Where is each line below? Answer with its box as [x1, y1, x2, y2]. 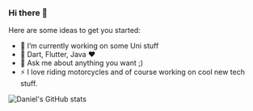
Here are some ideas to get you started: [8, 26, 141, 35]
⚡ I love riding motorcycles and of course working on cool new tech [19, 68, 245, 77]
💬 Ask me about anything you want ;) [19, 58, 144, 68]
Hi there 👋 [8, 7, 48, 18]
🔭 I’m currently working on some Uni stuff [19, 41, 159, 51]
